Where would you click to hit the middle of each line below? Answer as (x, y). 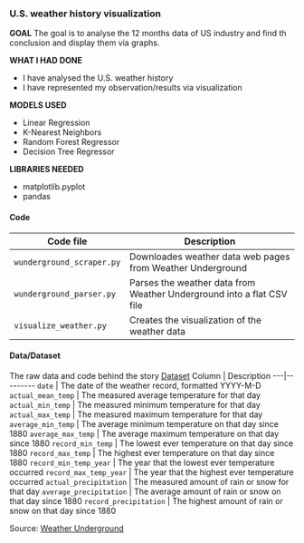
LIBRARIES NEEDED (47, 170)
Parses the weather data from (193, 282)
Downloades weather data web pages (210, 257)
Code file (67, 241)
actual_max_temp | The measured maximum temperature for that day (136, 414)
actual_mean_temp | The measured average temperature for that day (135, 395)
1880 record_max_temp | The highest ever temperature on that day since (142, 452)
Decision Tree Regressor (68, 151)
